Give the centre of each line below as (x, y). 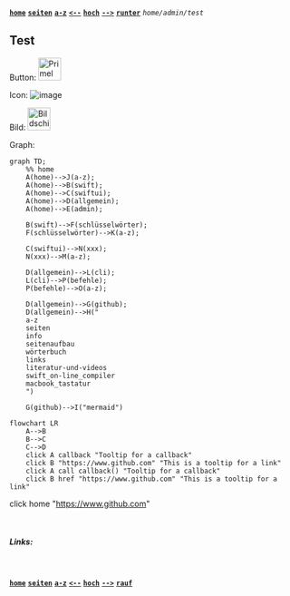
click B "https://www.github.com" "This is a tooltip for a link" (154, 463)
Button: (23, 77)
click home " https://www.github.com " (80, 503)
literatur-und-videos (66, 367)
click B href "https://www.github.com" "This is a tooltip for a (152, 479)
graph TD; (28, 161)
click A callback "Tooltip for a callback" (109, 455)
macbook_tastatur (58, 384)
